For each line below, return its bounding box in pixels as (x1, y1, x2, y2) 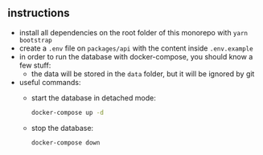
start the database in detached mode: (31, 92, 156, 103)
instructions (7, 6, 70, 20)
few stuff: (18, 60, 51, 70)
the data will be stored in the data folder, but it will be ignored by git (31, 68, 255, 79)
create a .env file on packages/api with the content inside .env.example (18, 43, 254, 53)
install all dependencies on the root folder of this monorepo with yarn (18, 27, 249, 37)
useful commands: (18, 77, 81, 87)
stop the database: (31, 123, 94, 133)
